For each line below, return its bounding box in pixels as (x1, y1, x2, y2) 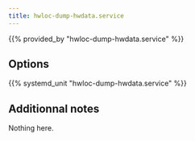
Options (8, 57, 50, 71)
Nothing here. (8, 123, 54, 133)
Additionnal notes (8, 102, 100, 115)
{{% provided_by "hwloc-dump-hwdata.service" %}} (8, 34, 185, 44)
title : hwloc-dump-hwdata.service (8, 11, 125, 20)
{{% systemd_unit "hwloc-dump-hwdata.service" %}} (8, 78, 188, 89)
